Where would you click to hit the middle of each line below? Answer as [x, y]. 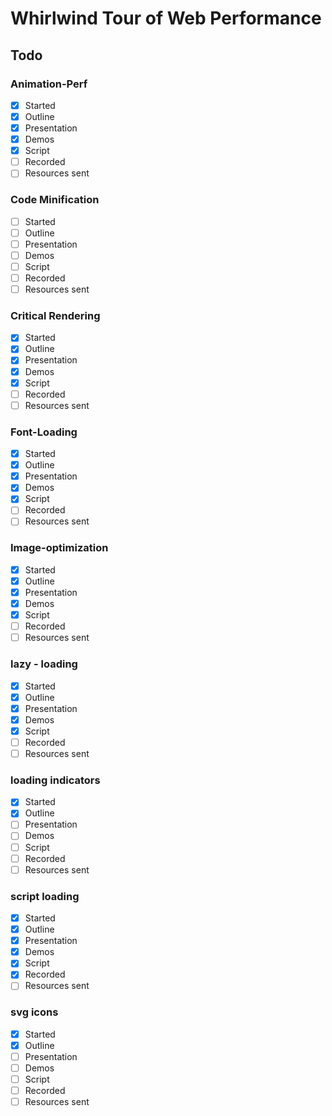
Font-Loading [44, 432]
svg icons [34, 1012]
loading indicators [55, 780]
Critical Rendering [55, 315]
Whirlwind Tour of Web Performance [166, 18]
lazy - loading [44, 664]
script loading [45, 896]
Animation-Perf [49, 84]
